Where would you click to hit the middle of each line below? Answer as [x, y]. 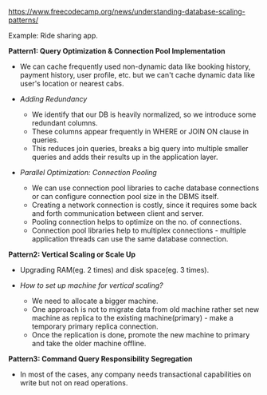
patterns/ [23, 20]
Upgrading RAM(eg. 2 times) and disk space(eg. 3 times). [114, 270]
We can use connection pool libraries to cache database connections [145, 188]
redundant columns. [65, 123]
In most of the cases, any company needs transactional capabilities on [135, 374]
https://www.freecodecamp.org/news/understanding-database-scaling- [127, 12]
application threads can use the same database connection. [130, 239]
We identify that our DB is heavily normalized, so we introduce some [144, 114]
